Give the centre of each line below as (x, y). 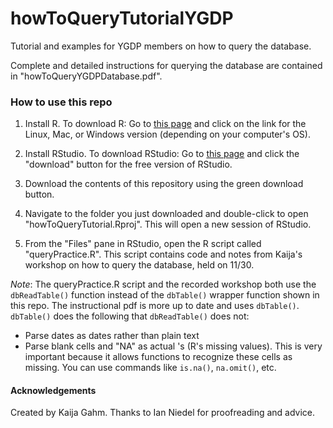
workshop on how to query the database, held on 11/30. (139, 265)
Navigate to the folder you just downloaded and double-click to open (166, 214)
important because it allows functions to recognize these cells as (158, 357)
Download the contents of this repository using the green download (164, 184)
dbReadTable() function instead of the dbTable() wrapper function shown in (165, 295)
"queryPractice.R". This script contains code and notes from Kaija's (163, 254)
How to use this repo (61, 102)
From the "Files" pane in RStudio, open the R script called (143, 244)
